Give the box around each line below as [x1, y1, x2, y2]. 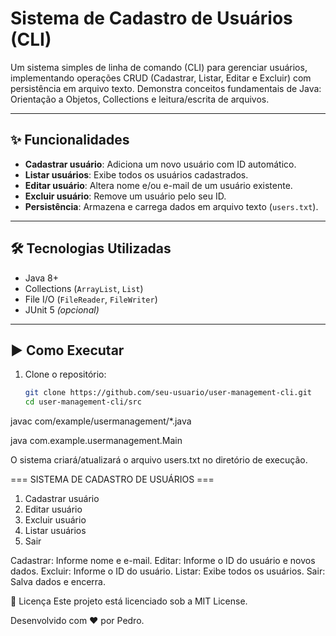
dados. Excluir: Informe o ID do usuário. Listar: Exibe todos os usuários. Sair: [10, 565, 326, 577]
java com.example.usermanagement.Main [10, 435, 183, 447]
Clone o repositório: [24, 368, 107, 381]
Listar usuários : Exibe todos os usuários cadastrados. [24, 168, 249, 181]
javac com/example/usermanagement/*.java [10, 415, 192, 427]
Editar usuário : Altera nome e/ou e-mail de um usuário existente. [24, 179, 293, 191]
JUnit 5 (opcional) [24, 303, 100, 316]
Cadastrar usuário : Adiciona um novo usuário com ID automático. [24, 158, 297, 170]
